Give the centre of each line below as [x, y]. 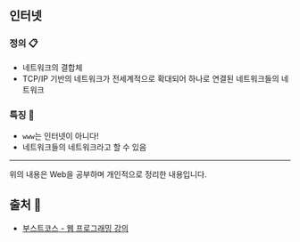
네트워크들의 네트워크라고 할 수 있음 [84, 147]
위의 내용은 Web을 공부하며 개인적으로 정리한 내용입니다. [108, 174]
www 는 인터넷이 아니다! [61, 135]
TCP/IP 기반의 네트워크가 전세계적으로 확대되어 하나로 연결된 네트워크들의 [150, 78]
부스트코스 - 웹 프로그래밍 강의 [75, 228]
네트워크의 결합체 [52, 67]
